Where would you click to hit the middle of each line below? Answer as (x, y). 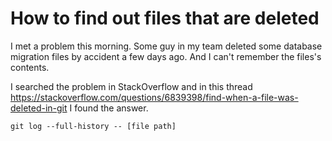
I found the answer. (109, 108)
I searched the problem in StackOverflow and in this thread (131, 86)
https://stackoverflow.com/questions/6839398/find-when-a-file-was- (154, 97)
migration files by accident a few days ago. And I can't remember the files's (166, 56)
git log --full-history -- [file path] (93, 126)
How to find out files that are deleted (165, 18)
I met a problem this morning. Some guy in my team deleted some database (166, 46)
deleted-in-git (39, 108)
